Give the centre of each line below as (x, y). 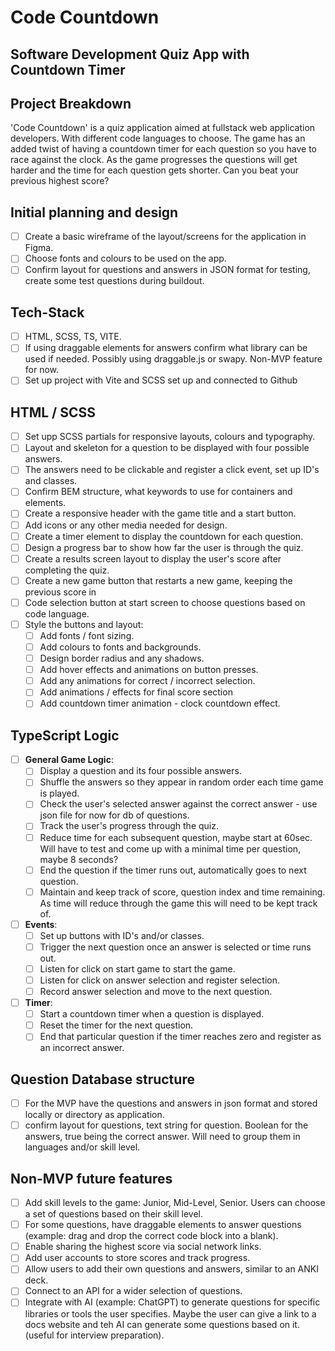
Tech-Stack (47, 312)
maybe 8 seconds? (79, 859)
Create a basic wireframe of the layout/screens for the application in (165, 237)
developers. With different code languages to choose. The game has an (158, 138)
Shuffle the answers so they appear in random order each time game (181, 782)
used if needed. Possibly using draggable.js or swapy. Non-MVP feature (173, 359)
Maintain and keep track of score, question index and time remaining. (182, 892)
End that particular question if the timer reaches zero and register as (180, 1037)
